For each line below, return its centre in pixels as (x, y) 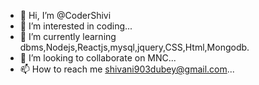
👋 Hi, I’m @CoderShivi (65, 15)
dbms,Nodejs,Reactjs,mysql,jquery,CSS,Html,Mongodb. (134, 47)
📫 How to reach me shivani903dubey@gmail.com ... (127, 69)
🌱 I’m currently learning (68, 36)
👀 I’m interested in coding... (76, 26)
